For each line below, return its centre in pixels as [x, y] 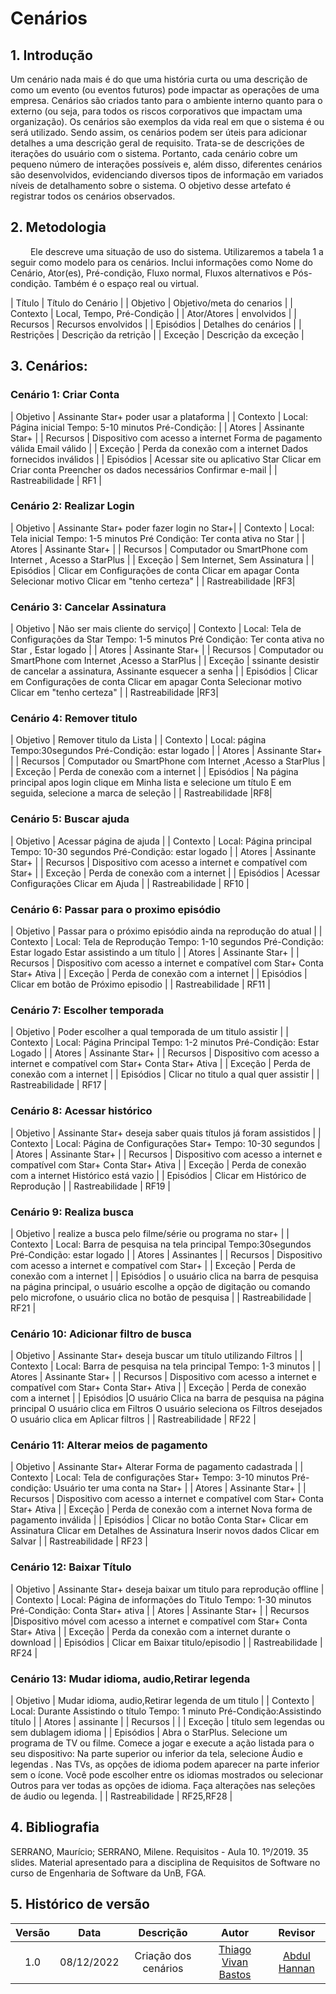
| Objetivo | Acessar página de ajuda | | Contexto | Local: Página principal [161, 841]
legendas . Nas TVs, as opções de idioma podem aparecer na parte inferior [165, 1764]
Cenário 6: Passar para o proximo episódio [116, 909]
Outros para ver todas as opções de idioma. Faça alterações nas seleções [163, 1786]
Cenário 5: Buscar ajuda [70, 819]
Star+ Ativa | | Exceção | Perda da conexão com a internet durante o [150, 1631]
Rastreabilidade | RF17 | [58, 1085]
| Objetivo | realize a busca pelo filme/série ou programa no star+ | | [150, 1233]
